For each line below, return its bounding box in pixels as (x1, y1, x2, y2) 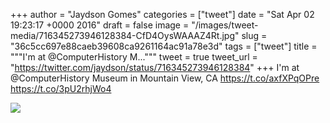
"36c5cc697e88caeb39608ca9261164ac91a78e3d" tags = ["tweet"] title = (10, 40, 318, 52)
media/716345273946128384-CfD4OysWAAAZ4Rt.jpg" (10, 30, 240, 41)
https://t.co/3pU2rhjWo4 (10, 83, 112, 94)
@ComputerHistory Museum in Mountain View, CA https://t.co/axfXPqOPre (10, 72, 320, 84)
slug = (241, 30, 268, 41)
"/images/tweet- (191, 19, 259, 31)
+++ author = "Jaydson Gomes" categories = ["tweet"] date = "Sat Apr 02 (10, 9, 315, 20)
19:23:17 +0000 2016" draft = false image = (10, 19, 190, 31)
